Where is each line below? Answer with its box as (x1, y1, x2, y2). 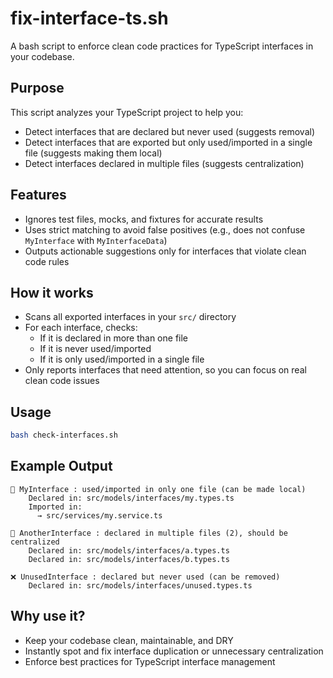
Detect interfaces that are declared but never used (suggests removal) (24, 125, 316, 137)
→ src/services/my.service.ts (36, 510, 163, 521)
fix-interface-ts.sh (10, 7, 169, 30)
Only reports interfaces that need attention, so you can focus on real (24, 364, 307, 376)
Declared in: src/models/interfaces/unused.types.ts (28, 580, 253, 591)
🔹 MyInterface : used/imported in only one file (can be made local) (10, 484, 307, 494)
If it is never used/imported (39, 343, 152, 355)
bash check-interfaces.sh (10, 430, 118, 441)
